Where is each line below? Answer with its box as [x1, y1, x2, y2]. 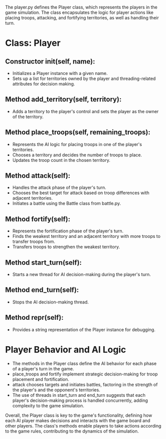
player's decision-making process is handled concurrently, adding [12, 397, 148, 403]
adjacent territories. [12, 195, 53, 201]
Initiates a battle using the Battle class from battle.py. [12, 201, 121, 207]
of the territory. [12, 114, 44, 120]
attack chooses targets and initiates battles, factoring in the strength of [12, 381, 158, 387]
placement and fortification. [12, 376, 70, 382]
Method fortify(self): [5, 215, 71, 223]
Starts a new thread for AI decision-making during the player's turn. [12, 272, 151, 278]
